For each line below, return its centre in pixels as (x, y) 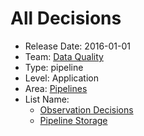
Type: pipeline (54, 67)
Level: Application (61, 78)
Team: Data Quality (64, 56)
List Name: (47, 99)
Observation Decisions (86, 109)
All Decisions (66, 18)
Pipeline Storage (73, 120)
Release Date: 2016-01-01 (78, 46)
